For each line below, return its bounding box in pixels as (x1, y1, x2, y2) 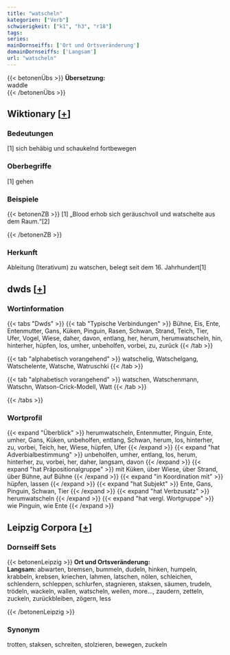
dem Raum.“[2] (7, 217, 50, 225)
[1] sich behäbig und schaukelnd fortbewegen (7, 144, 137, 153)
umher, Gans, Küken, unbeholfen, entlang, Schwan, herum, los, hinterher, (7, 436, 214, 444)
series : (7, 36, 30, 43)
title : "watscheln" (7, 10, 63, 17)
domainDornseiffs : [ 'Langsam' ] (7, 49, 97, 56)
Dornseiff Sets (7, 542, 56, 552)
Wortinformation (7, 304, 64, 313)
